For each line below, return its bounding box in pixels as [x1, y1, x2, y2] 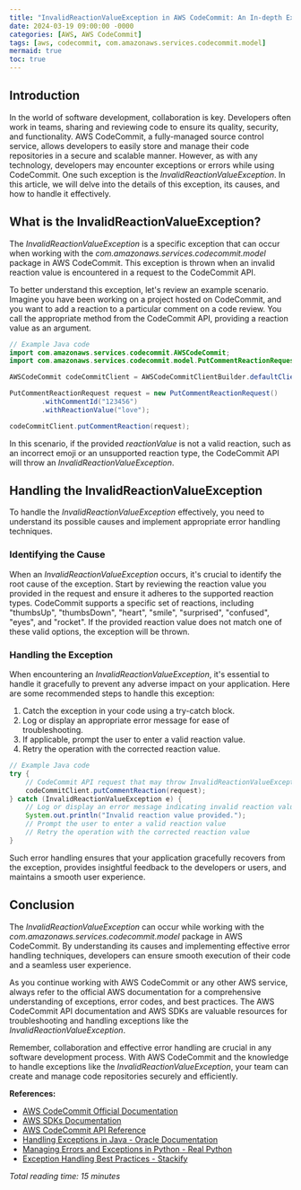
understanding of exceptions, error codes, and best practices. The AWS [9, 996, 275, 1007]
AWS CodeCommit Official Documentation [21, 1106, 178, 1116]
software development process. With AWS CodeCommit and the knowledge [9, 1052, 289, 1062]
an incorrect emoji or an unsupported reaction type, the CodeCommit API [9, 447, 279, 458]
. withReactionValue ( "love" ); [41, 405, 150, 414]
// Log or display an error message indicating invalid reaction [25, 803, 275, 812]
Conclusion [9, 897, 75, 912]
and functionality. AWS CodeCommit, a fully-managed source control [9, 131, 264, 142]
